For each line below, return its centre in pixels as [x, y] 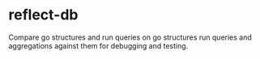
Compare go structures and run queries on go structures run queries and [130, 37]
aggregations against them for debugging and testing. [98, 45]
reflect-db [43, 15]
